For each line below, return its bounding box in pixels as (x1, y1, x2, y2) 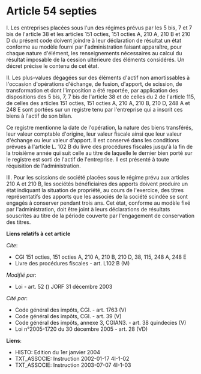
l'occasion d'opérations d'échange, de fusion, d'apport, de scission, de (6, 80, 182, 88)
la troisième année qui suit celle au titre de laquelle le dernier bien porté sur (6, 149, 193, 157)
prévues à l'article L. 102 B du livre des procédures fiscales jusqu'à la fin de (6, 143, 193, 150)
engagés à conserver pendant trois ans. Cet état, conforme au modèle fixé (6, 199, 191, 207)
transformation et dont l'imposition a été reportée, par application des (6, 86, 178, 94)
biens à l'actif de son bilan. (6, 112, 73, 119)
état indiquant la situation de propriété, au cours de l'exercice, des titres (6, 186, 184, 193)
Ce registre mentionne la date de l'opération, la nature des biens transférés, (6, 124, 193, 131)
